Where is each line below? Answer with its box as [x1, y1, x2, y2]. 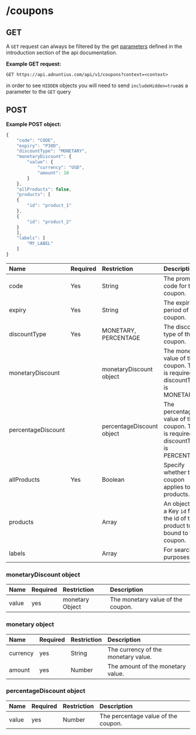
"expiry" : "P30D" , [16, 143, 61, 149]
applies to [163, 482, 191, 491]
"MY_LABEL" [27, 241, 54, 247]
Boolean [101, 475, 125, 484]
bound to [163, 529, 188, 537]
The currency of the [107, 645, 162, 653]
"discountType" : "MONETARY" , [16, 148, 87, 154]
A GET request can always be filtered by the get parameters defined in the [6, 43, 183, 50]
